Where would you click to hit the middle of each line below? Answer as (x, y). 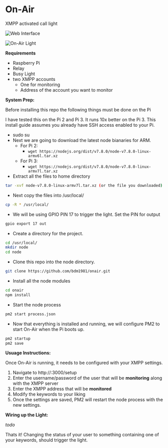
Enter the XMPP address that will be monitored (62, 389)
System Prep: (20, 100)
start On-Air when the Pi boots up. (49, 329)
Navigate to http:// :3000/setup (45, 373)
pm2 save (15, 343)
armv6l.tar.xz (43, 156)
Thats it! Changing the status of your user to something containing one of (82, 435)
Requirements (21, 53)
